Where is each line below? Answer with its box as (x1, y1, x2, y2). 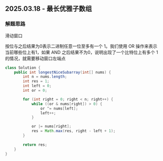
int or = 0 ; (23, 88, 48, 93)
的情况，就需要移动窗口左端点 (5, 55, 65, 61)
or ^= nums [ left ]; (40, 106, 78, 111)
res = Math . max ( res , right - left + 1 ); (31, 129, 116, 134)
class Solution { (5, 65, 41, 70)
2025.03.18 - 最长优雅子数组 (5, 4, 92, 13)
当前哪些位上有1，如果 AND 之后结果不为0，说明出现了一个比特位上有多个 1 (5, 49, 159, 55)
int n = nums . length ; (23, 74, 67, 80)
